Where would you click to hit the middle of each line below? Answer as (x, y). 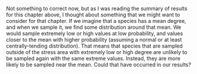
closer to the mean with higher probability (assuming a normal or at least (94, 40)
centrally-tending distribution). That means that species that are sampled (95, 46)
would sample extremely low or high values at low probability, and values (95, 33)
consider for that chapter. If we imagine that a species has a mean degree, (96, 21)
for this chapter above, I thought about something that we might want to (93, 15)
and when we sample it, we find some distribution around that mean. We (94, 27)
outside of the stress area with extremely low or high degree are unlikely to (97, 52)
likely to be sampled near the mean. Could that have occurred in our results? (98, 65)
